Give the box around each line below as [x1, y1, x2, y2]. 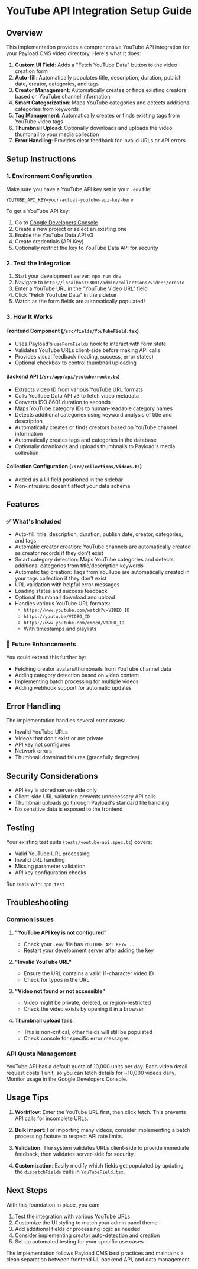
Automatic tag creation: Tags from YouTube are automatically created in [14, 569, 190, 576]
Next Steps [6, 1185, 48, 1195]
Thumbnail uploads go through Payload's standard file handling [14, 800, 170, 807]
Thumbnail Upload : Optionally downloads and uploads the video [14, 125, 173, 131]
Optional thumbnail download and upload [14, 594, 115, 601]
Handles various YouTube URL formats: [14, 600, 111, 607]
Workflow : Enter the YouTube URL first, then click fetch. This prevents [14, 1108, 186, 1115]
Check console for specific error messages [23, 1035, 129, 1042]
